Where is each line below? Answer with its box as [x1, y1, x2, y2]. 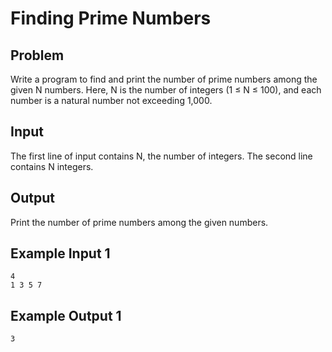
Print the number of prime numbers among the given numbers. [10, 216, 269, 228]
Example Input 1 [10, 245, 111, 262]
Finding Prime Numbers [10, 7, 212, 30]
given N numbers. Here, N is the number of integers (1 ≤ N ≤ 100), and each [10, 84, 322, 96]
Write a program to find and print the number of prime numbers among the [10, 73, 318, 85]
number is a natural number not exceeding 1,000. [10, 95, 213, 106]
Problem [10, 47, 65, 64]
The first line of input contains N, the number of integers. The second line [10, 150, 313, 162]
